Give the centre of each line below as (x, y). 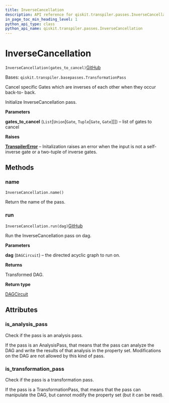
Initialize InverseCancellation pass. (41, 102)
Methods (20, 167)
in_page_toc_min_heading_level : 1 (41, 19)
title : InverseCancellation (35, 10)
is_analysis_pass (26, 324)
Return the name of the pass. (35, 201)
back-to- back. (21, 92)
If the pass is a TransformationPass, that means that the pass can (73, 390)
